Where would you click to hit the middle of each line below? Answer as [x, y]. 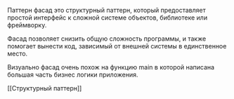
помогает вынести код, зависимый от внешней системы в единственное [117, 46]
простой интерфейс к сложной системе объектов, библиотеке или [108, 18]
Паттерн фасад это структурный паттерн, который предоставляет [106, 10]
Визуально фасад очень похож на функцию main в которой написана [111, 67]
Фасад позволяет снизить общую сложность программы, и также [107, 39]
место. [18, 53]
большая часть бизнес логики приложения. [73, 74]
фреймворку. [27, 25]
